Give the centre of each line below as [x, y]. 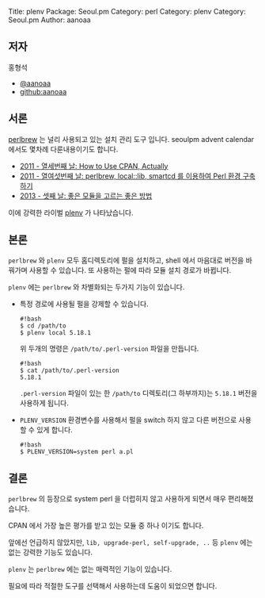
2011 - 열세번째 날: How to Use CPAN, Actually [94, 166]
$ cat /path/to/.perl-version [70, 371]
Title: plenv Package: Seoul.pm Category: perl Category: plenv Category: [127, 11]
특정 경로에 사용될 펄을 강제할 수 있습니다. [84, 304]
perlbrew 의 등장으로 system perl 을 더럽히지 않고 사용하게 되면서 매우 [117, 499]
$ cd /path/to [43, 326]
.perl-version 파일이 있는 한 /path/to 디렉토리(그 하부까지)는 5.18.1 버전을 [138, 393]
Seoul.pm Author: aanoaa [49, 20]
